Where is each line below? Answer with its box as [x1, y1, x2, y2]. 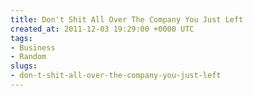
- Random [10, 52, 47, 62]
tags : [10, 33, 33, 43]
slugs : [10, 61, 38, 71]
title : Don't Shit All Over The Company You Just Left [10, 14, 244, 25]
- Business [10, 42, 56, 53]
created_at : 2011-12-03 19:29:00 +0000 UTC [10, 24, 195, 34]
